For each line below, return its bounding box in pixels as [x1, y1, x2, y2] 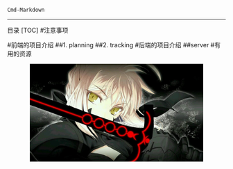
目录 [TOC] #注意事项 [7, 26, 69, 34]
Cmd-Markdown [7, 6, 45, 13]
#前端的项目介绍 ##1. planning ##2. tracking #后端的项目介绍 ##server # [7, 41, 215, 49]
